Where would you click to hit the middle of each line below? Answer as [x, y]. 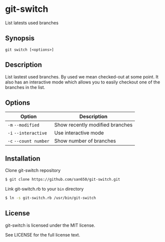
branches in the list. [25, 87]
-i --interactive [27, 133]
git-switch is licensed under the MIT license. [50, 225]
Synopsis [20, 38]
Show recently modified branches [93, 125]
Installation [23, 158]
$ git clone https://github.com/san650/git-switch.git [63, 180]
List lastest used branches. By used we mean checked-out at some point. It [82, 77]
